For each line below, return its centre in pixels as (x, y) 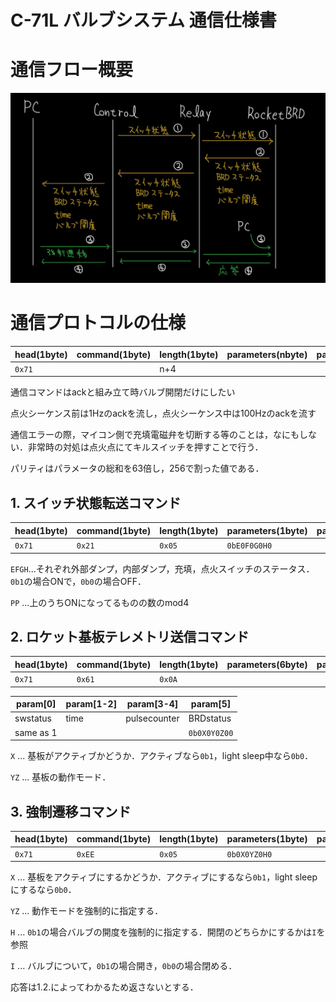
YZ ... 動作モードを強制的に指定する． (87, 911)
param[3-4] (152, 704)
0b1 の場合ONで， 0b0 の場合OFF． (78, 581)
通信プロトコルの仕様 (98, 323)
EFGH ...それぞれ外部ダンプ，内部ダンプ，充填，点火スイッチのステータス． (162, 568)
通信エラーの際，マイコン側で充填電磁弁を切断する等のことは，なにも (155, 435)
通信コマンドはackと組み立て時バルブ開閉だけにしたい (123, 392)
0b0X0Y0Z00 (211, 733)
